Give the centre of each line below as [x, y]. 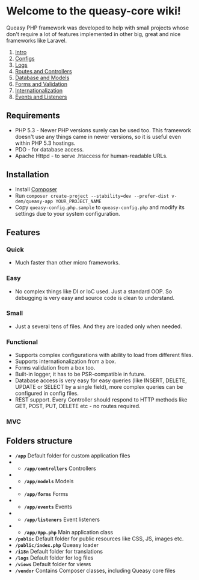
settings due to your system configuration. [67, 213]
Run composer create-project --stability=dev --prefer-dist [92, 195]
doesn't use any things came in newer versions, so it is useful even [98, 136]
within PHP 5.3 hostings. [45, 143]
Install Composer [36, 189]
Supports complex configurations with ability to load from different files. [104, 355]
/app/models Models [49, 481]
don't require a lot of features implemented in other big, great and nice [93, 34]
